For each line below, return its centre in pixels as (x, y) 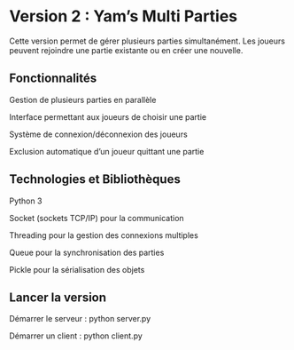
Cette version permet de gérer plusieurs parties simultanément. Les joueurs (147, 41)
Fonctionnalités (53, 79)
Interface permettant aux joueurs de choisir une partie (108, 116)
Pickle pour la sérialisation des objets (77, 269)
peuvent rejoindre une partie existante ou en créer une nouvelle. (126, 50)
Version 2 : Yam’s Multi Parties (124, 16)
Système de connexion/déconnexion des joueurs (98, 134)
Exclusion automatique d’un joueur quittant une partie (107, 151)
